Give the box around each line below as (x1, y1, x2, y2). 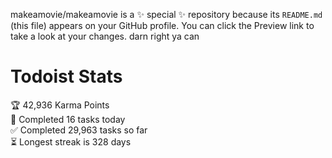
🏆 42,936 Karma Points (10, 99, 110, 111)
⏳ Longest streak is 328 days (10, 135, 132, 148)
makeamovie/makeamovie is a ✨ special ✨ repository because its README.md (10, 9, 323, 20)
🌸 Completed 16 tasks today (10, 113, 126, 125)
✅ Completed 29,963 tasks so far (10, 124, 148, 136)
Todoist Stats (10, 65, 123, 88)
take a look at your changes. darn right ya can (10, 30, 200, 42)
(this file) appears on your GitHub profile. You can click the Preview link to (10, 20, 315, 31)
